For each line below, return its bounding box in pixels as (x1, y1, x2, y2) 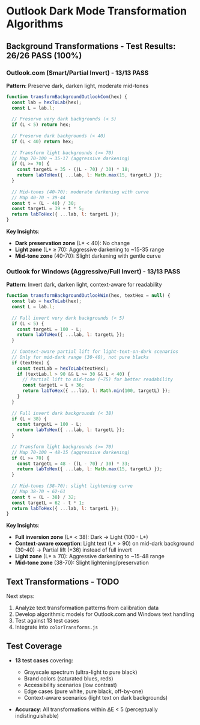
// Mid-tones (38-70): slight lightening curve (11, 483, 133, 489)
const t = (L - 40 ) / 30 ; (11, 200, 77, 206)
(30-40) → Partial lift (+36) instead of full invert (14, 546, 132, 553)
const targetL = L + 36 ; (22, 382, 85, 388)
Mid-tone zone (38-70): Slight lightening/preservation (14, 559, 149, 567)
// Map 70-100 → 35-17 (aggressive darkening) (11, 155, 130, 161)
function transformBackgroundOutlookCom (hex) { (6, 93, 128, 100)
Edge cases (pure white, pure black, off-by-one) (23, 688, 144, 695)
